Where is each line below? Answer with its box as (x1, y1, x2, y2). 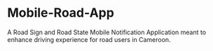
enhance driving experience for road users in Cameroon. (7, 35, 171, 43)
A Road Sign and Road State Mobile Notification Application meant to (7, 28, 207, 36)
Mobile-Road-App (7, 5, 114, 21)
